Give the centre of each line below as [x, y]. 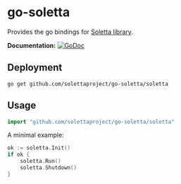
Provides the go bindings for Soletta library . [70, 32]
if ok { [19, 155]
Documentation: [32, 45]
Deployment [35, 68]
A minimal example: [36, 135]
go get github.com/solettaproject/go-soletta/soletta [88, 84]
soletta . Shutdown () [49, 168]
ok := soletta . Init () [39, 148]
